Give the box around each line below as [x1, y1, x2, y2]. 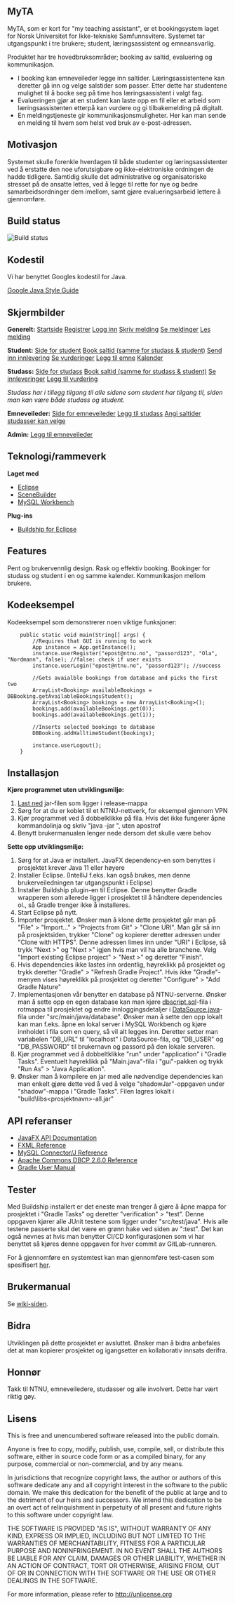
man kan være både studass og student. [7, 396, 125, 404]
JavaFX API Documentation [17, 1134, 97, 1142]
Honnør [7, 1366, 41, 1378]
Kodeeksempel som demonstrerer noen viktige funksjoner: [7, 617, 177, 626]
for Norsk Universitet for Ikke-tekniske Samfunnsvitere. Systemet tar [7, 32, 206, 40]
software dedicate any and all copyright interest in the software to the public [7, 1481, 228, 1489]
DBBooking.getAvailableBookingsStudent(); [7, 692, 133, 700]
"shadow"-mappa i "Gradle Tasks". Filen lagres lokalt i [17, 1087, 174, 1096]
